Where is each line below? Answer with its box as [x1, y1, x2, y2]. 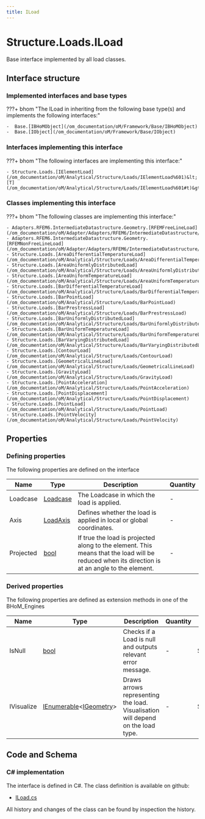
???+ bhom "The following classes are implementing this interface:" [6, 213, 176, 220]
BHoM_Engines [6, 602, 45, 610]
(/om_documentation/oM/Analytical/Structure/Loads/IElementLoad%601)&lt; [6, 174, 198, 180]
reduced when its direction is [77, 556, 161, 565]
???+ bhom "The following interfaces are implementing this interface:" [6, 157, 182, 164]
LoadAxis [43, 515, 71, 524]
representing [123, 691, 160, 699]
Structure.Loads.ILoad [6, 35, 123, 49]
